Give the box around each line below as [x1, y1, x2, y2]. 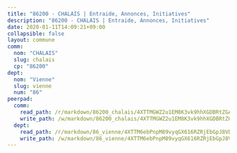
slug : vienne [13, 82, 52, 90]
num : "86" [13, 89, 42, 96]
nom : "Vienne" [13, 75, 55, 83]
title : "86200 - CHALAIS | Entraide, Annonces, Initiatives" [7, 10, 191, 18]
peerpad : [7, 96, 33, 103]
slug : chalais [13, 56, 55, 63]
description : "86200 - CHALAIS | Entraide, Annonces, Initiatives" [7, 17, 210, 24]
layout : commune [7, 37, 55, 44]
